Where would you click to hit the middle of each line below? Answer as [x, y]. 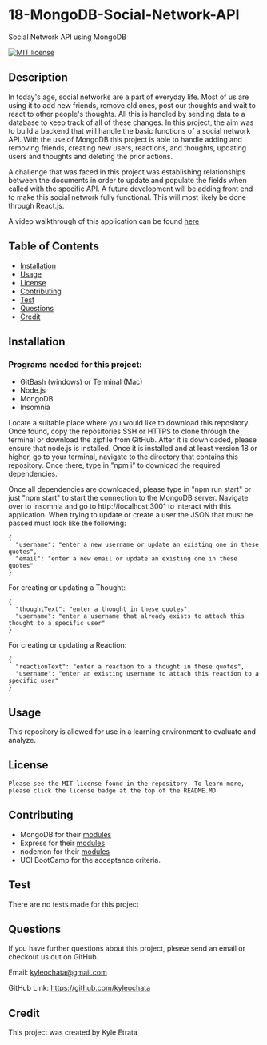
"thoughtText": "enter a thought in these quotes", [104, 609]
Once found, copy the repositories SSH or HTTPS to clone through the [124, 431]
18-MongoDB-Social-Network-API [124, 15]
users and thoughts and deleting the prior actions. [91, 156]
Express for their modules [62, 843]
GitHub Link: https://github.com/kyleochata [80, 988]
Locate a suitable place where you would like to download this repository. [129, 423]
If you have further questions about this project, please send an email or [127, 948]
